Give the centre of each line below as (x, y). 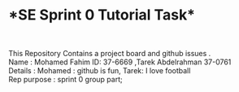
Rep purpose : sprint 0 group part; (66, 79)
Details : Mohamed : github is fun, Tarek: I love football (100, 70)
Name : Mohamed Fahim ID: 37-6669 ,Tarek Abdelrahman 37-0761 (120, 62)
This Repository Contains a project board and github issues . (110, 53)
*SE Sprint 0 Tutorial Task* (102, 15)
